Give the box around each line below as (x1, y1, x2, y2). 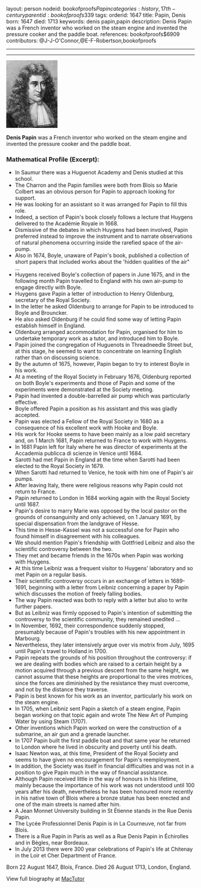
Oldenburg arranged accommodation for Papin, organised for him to (14, 329, 183, 336)
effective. (14, 399, 39, 406)
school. (14, 175, 33, 183)
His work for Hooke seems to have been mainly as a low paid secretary (14, 431, 190, 438)
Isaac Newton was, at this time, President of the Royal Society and (14, 750, 178, 757)
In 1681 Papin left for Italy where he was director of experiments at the (14, 443, 187, 451)
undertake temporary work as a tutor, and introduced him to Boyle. (14, 335, 179, 342)
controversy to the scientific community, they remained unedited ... (14, 616, 181, 623)
